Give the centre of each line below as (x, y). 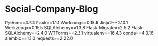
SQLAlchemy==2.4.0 (26, 33)
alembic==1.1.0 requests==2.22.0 (39, 38)
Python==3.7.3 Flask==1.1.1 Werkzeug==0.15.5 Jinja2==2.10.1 (67, 23)
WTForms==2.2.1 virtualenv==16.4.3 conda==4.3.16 (101, 33)
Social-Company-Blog (52, 9)
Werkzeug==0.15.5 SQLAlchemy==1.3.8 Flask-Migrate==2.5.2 (68, 27)
